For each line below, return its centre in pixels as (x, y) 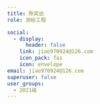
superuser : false (32, 77)
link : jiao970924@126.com (57, 52)
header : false (46, 45)
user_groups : (26, 83)
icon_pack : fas (41, 58)
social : (18, 32)
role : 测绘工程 (27, 20)
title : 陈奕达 (26, 13)
